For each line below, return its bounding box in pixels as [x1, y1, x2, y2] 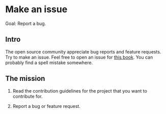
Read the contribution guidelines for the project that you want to [12, 88, 148, 94]
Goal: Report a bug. [5, 20, 46, 26]
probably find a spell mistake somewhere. [5, 60, 93, 66]
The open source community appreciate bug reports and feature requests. [5, 48, 161, 54]
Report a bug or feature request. [12, 103, 80, 109]
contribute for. [12, 93, 43, 99]
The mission [5, 74, 45, 83]
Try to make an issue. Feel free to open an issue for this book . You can [5, 54, 153, 60]
